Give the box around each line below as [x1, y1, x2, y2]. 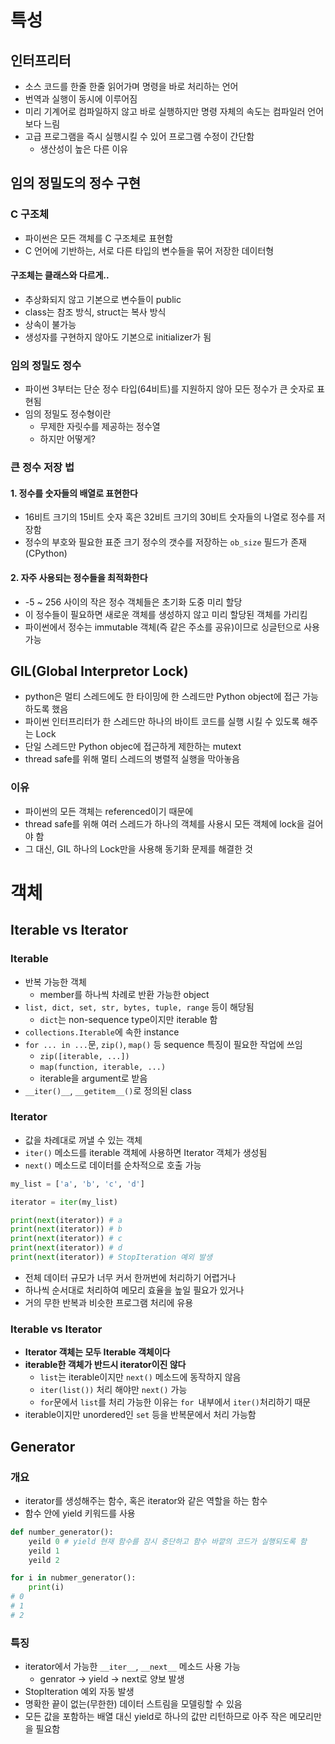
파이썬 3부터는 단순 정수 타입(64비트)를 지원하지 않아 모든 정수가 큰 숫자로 [24, 383, 315, 395]
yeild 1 [28, 1546, 60, 1556]
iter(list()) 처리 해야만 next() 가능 [39, 1384, 188, 1396]
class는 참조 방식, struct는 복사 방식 [24, 306, 167, 318]
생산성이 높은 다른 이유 [39, 143, 129, 155]
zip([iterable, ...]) [39, 1051, 130, 1061]
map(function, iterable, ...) [39, 1062, 167, 1072]
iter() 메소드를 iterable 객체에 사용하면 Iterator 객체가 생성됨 [24, 1146, 268, 1158]
